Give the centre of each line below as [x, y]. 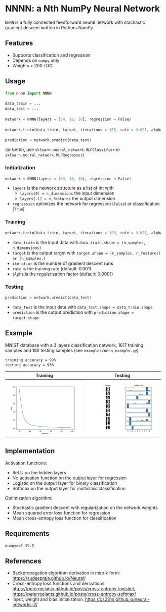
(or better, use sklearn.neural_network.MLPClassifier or [62, 150]
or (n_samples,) [29, 258]
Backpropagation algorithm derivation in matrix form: [66, 573]
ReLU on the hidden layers [39, 472]
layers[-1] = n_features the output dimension [67, 199]
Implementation [30, 451]
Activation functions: [26, 463]
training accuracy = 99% [31, 360]
